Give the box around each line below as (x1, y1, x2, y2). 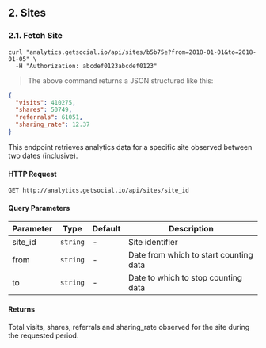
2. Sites (8, 6, 46, 20)
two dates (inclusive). (8, 151, 78, 160)
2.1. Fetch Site (8, 30, 63, 41)
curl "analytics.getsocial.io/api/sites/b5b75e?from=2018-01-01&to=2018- (8, 48, 257, 56)
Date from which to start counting (127, 250, 253, 261)
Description (169, 224, 214, 235)
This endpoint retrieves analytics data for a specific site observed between (8, 142, 253, 151)
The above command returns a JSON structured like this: (27, 75, 214, 86)
